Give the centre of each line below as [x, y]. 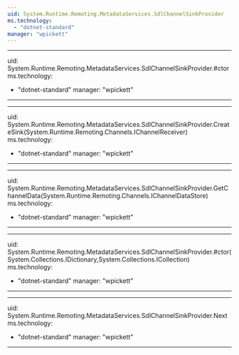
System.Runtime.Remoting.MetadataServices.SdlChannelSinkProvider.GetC [118, 188]
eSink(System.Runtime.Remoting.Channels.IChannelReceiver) [98, 132]
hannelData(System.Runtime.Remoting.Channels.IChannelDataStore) [108, 196]
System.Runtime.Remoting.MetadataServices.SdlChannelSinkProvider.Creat [118, 125]
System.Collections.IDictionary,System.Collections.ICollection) [99, 259]
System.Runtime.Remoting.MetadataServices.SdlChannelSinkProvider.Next [117, 316]
